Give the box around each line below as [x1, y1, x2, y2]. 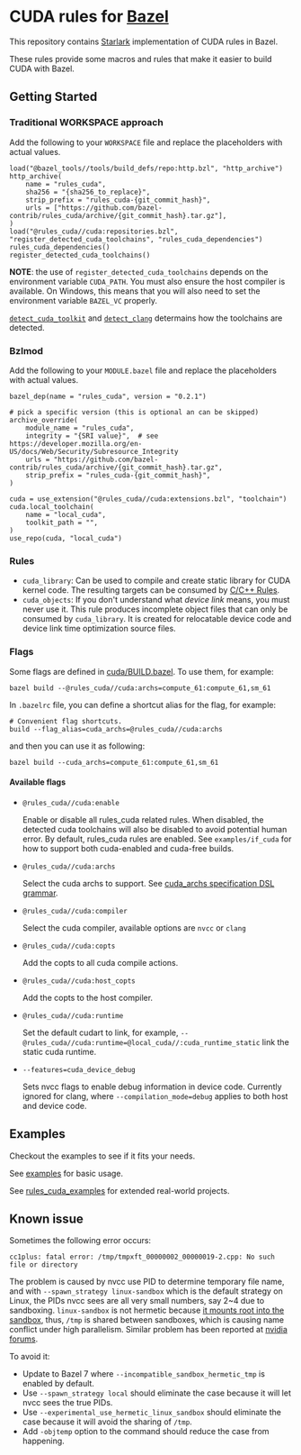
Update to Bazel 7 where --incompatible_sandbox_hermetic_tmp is [22, 1369, 265, 1379]
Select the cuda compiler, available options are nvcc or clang [22, 922, 247, 933]
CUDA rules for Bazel [9, 6, 169, 27]
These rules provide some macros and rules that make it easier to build [9, 53, 272, 64]
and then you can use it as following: [9, 741, 146, 751]
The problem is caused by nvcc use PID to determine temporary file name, [9, 1277, 285, 1287]
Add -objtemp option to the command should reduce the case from [22, 1426, 270, 1437]
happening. [22, 1435, 65, 1447]
